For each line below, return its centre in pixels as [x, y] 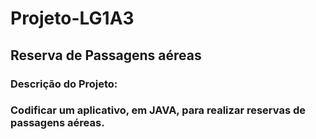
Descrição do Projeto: [64, 84]
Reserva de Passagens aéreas [106, 55]
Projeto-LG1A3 [72, 18]
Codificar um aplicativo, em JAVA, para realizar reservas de [158, 110]
